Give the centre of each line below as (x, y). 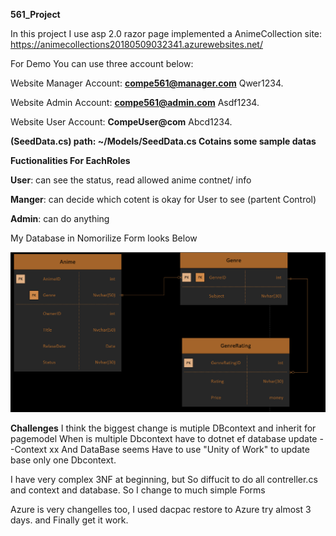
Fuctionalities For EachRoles (70, 160)
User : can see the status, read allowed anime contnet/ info (131, 180)
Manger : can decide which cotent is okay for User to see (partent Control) (163, 199)
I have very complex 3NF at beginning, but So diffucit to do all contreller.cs (164, 479)
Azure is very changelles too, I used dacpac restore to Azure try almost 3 (161, 509)
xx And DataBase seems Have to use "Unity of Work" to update (179, 449)
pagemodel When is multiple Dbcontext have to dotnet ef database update (164, 438)
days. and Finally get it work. (69, 520)
